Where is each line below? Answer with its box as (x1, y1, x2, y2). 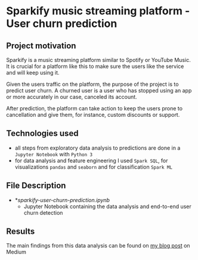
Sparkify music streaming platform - (6, 4, 190, 18)
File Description (6, 181, 66, 191)
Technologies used (6, 128, 79, 138)
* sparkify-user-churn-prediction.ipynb (14, 196, 110, 203)
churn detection (23, 209, 63, 216)
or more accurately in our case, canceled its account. (6, 94, 137, 100)
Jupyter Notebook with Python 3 (14, 150, 93, 157)
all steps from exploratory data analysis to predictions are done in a (14, 144, 181, 151)
